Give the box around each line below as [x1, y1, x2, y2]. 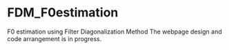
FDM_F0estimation [7, 5, 119, 21]
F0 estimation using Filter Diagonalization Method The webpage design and [7, 27, 222, 36]
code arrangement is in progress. [7, 34, 102, 42]
